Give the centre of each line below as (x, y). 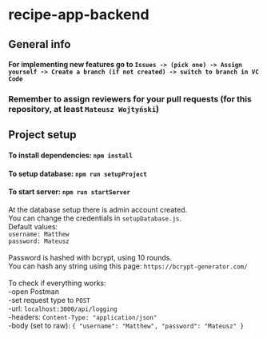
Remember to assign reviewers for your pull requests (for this (130, 99)
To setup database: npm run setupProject (78, 173)
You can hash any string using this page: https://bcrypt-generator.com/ (128, 266)
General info (40, 44)
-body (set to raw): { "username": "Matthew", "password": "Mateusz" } (126, 325)
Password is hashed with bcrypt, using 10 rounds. (90, 257)
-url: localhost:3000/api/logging (63, 308)
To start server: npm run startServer (70, 192)
